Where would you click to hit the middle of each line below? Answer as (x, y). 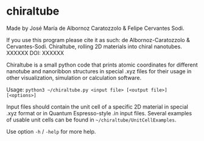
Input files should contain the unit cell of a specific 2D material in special (97, 107)
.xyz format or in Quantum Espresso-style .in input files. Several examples (99, 113)
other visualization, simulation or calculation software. (74, 78)
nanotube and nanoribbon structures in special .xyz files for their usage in (99, 71)
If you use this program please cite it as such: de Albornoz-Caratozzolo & (98, 40)
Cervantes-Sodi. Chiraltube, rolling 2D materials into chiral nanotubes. (94, 46)
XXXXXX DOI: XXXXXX (35, 52)
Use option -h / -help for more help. (51, 131)
